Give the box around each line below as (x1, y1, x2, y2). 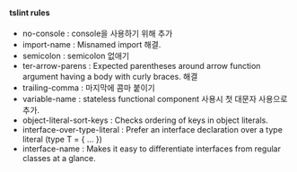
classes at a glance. (22, 153, 96, 164)
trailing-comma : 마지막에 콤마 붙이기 (22, 82, 155, 93)
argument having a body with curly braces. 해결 (22, 72, 198, 82)
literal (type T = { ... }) (22, 134, 103, 145)
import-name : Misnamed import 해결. (22, 39, 162, 50)
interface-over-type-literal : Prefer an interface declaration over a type (22, 125, 283, 135)
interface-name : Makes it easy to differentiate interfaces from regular (22, 143, 281, 154)
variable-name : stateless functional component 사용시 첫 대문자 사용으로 (22, 94, 288, 105)
